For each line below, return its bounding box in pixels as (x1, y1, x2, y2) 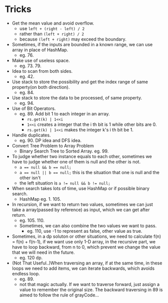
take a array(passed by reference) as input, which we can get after (12, 207, 150, 213)
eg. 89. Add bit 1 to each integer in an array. (19, 110, 110, 116)
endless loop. (12, 270, 40, 276)
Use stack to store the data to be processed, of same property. (12, 94, 142, 101)
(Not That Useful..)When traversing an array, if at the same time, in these (12, 260, 162, 266)
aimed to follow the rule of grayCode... (19, 292, 99, 298)
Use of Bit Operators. (12, 105, 56, 111)
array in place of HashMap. (12, 47, 68, 53)
